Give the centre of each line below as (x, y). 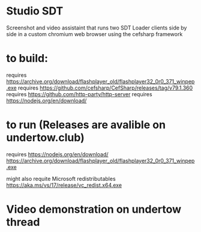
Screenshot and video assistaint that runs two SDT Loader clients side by (97, 28)
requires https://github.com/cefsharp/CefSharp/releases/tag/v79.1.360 (105, 88)
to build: (27, 59)
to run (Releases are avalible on (86, 125)
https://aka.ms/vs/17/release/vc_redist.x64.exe (64, 185)
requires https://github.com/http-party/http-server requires (79, 94)
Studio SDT (35, 11)
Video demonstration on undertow (94, 209)
